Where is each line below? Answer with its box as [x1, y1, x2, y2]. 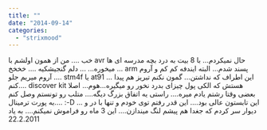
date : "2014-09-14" [8, 19, 73, 27]
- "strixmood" [15, 33, 62, 42]
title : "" [8, 11, 41, 20]
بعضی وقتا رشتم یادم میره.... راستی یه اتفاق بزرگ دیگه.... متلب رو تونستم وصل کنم [8, 89, 256, 99]
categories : [8, 26, 48, 34]
